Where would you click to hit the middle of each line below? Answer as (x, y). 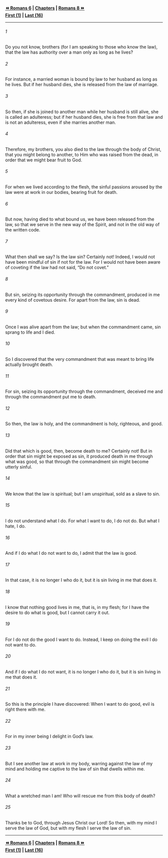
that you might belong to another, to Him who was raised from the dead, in (82, 154)
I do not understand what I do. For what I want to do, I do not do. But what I (82, 521)
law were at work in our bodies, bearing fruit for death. (61, 192)
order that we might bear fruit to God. (44, 160)
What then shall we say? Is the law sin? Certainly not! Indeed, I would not (80, 257)
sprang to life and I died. (30, 332)
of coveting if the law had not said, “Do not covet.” (57, 268)
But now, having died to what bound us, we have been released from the (80, 219)
